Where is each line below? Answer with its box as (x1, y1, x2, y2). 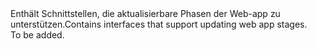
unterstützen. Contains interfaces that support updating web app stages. (10, 18, 308, 30)
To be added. (10, 29, 65, 41)
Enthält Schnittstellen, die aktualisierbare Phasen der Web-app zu (10, 8, 281, 19)
